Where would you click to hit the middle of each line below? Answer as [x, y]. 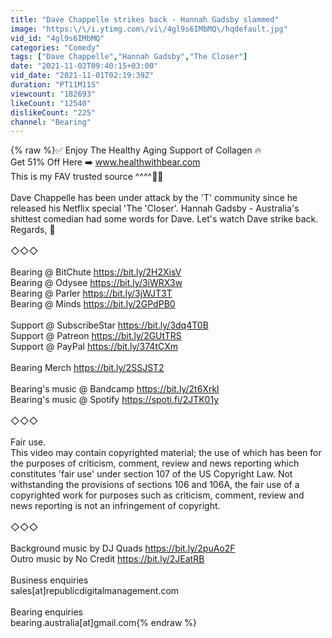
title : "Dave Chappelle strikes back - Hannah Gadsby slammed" [145, 19]
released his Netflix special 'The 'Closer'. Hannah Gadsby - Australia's [155, 208]
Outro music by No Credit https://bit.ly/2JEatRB [107, 559]
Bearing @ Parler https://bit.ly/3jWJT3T [91, 293]
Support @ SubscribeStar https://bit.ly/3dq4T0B [109, 325]
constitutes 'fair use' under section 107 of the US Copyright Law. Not [151, 474]
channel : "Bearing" [51, 122]
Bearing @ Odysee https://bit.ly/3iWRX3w [96, 283]
